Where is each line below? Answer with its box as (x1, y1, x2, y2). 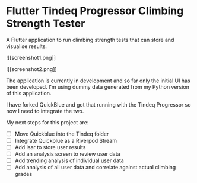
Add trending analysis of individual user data (14, 157, 125, 164)
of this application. (6, 89, 52, 97)
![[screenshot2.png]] (6, 65, 58, 72)
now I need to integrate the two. (6, 107, 84, 114)
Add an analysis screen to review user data (14, 150, 120, 158)
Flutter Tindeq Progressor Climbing (6, 4, 184, 18)
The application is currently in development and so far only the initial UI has (6, 77, 191, 84)
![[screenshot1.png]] (6, 54, 56, 61)
